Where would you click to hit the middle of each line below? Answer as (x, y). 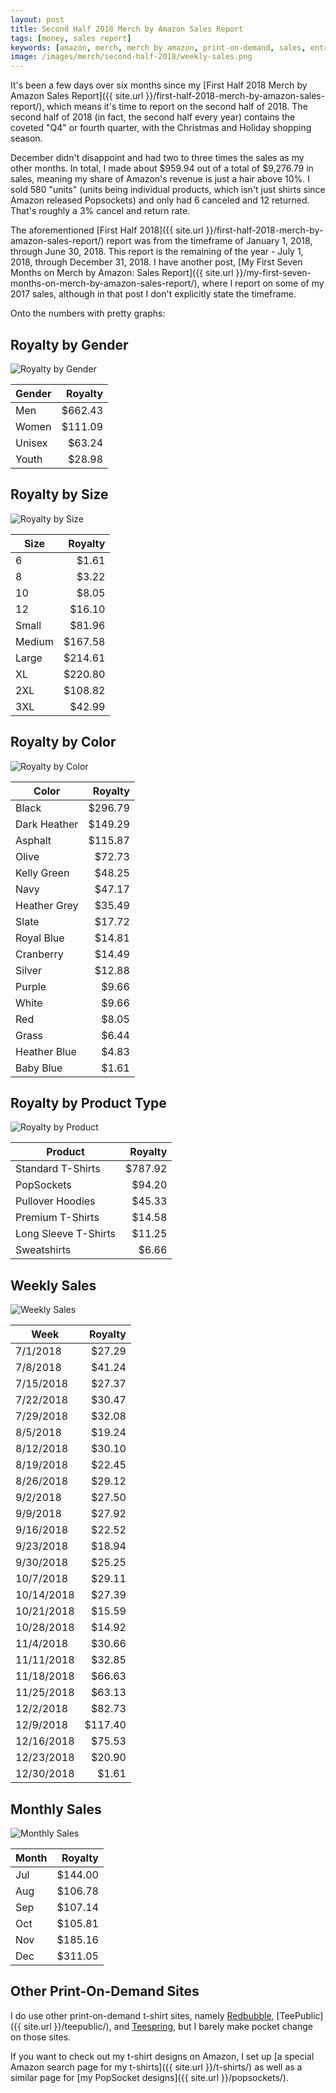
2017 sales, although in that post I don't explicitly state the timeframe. (153, 294)
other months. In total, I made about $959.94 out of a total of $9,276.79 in (162, 168)
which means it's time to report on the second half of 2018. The (177, 107)
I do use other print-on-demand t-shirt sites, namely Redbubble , (142, 2015)
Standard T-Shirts (58, 1169)
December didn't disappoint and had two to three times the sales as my (157, 158)
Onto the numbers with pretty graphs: (88, 313)
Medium (34, 641)
